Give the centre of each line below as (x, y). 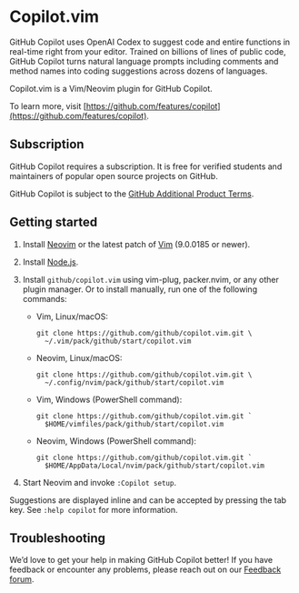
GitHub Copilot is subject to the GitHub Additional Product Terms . (132, 194)
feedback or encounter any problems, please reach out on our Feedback (145, 569)
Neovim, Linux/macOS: (79, 357)
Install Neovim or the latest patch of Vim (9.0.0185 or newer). (136, 244)
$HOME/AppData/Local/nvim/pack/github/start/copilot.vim (154, 466)
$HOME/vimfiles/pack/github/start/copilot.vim (134, 424)
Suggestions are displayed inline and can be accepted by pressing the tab (148, 500)
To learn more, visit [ (48, 106)
